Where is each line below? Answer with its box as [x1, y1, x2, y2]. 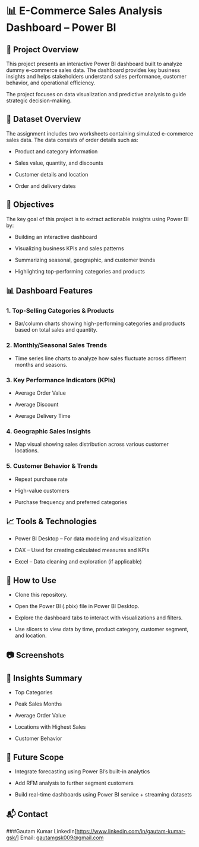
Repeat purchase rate [14, 476, 68, 483]
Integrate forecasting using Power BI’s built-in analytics [14, 768, 150, 775]
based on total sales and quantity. [14, 326, 98, 333]
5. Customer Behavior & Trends [6, 462, 98, 470]
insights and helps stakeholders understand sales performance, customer [6, 73, 187, 80]
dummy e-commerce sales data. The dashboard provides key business [6, 67, 180, 74]
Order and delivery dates [14, 182, 76, 190]
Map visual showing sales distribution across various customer [14, 440, 169, 448]
